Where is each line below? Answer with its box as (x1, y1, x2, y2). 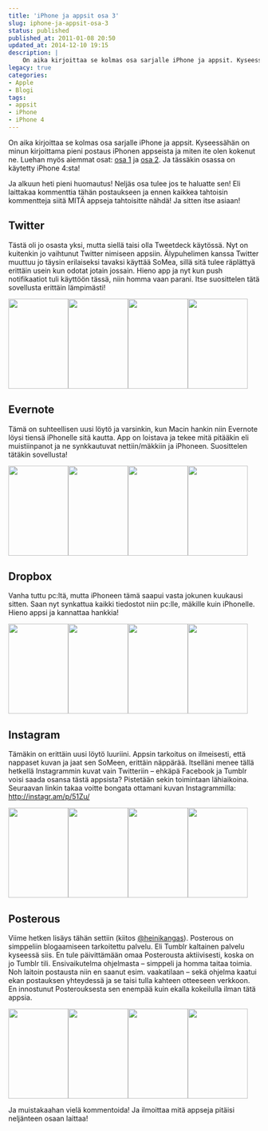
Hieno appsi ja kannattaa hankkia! (8, 608, 120, 617)
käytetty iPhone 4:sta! (8, 163, 81, 173)
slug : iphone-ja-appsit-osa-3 (8, 19, 109, 27)
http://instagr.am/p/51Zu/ (8, 792, 90, 801)
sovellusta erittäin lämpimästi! (8, 282, 106, 292)
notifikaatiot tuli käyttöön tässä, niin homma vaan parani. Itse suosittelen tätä (8, 274, 260, 284)
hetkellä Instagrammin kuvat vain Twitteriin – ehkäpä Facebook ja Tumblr (8, 766, 247, 776)
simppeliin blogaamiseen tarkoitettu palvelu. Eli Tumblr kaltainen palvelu (8, 941, 245, 951)
